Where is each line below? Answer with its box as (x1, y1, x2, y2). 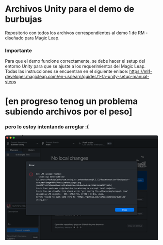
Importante (5, 47, 33, 54)
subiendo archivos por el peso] (5, 106, 132, 117)
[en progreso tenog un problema (5, 96, 138, 107)
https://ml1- (129, 69, 152, 74)
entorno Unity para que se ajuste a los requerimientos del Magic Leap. (5, 63, 146, 69)
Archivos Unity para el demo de (5, 3, 134, 15)
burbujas (5, 14, 42, 25)
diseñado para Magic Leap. (5, 35, 60, 41)
